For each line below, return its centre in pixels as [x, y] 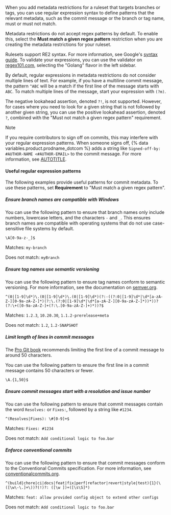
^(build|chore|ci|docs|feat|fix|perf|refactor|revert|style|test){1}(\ [83, 483]
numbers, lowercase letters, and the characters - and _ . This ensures [78, 218]
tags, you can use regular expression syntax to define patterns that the [80, 13]
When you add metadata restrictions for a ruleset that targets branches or [83, 7]
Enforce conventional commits [39, 450]
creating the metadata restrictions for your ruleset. [58, 44]
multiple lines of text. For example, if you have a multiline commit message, [84, 81]
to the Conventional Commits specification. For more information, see [78, 468]
